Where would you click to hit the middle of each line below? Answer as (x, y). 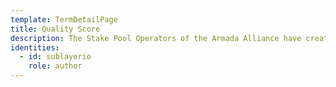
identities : (35, 47)
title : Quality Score (55, 29)
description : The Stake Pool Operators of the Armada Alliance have (156, 38)
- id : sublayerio (55, 57)
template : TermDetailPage (64, 19)
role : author (55, 66)
